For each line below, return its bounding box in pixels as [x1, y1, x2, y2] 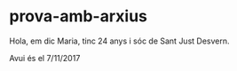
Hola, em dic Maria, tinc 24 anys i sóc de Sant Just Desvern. [9, 35, 230, 46]
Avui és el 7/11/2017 [9, 52, 81, 63]
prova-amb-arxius [9, 6, 148, 27]
